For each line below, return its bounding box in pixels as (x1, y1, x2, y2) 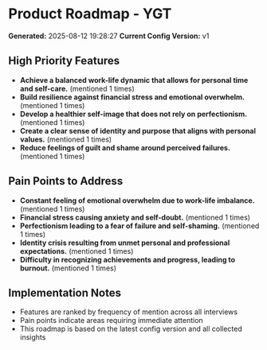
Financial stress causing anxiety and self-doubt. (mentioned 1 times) (19, 212, 251, 222)
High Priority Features (8, 54, 120, 68)
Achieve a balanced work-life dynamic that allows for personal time (19, 75, 249, 84)
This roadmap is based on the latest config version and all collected (19, 324, 243, 334)
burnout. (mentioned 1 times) (19, 263, 117, 273)
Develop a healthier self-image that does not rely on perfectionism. (19, 109, 248, 119)
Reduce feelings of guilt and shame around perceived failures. (19, 142, 231, 152)
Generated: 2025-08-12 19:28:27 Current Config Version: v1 (8, 31, 210, 41)
